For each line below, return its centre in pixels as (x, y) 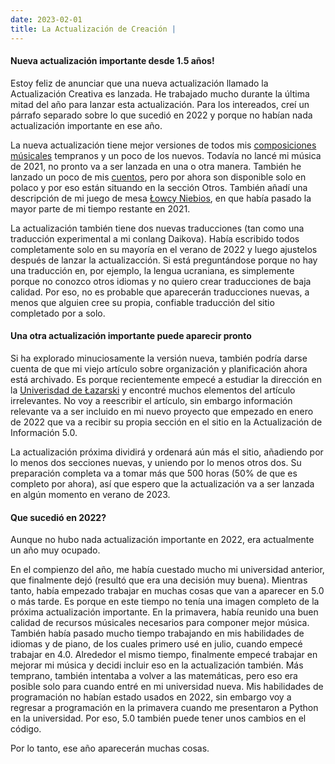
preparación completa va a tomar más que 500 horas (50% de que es (154, 473)
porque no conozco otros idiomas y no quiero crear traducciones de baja (161, 281)
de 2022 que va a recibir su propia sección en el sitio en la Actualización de (166, 422)
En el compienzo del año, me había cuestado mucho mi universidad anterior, (167, 570)
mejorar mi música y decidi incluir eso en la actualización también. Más (157, 665)
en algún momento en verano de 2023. (90, 494)
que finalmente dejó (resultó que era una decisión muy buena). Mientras (159, 580)
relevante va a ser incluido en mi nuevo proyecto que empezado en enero (162, 411)
